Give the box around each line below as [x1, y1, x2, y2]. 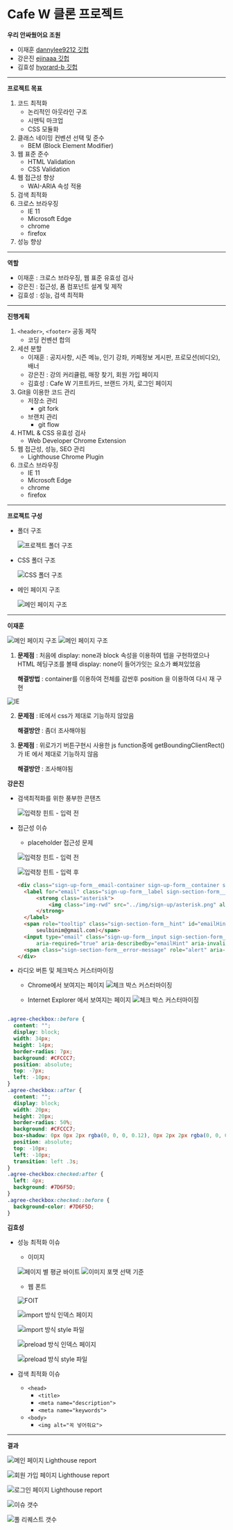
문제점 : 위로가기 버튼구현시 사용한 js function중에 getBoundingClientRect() [17, 741, 225, 749]
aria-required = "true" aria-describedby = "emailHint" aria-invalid [35, 940, 229, 947]
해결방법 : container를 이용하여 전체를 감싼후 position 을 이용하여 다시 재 [17, 674, 215, 683]
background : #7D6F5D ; [13, 1184, 76, 1191]
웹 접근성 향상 [17, 173, 55, 181]
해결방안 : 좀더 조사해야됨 [17, 726, 87, 734]
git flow [37, 420, 60, 428]
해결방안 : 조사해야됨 [17, 764, 74, 772]
